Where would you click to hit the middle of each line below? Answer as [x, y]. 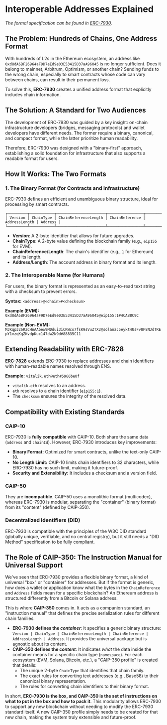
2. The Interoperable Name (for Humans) [55, 275]
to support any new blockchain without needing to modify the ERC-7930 [79, 707]
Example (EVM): [22, 310]
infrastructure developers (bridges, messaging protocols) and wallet [75, 128]
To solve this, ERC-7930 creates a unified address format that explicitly [78, 89]
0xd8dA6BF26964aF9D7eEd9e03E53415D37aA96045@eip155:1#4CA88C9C [72, 315]
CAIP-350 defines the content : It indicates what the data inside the [82, 649]
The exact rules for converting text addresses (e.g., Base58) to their [89, 676]
